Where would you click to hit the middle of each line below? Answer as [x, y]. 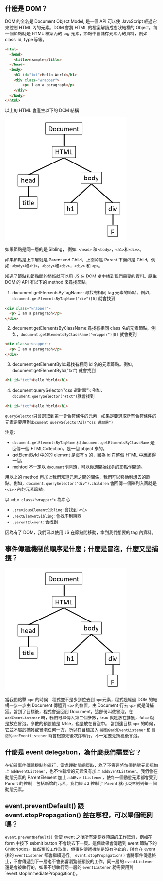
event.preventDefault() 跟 [44, 806]
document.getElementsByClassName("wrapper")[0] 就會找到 [79, 334]
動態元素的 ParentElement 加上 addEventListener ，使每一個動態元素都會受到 [81, 777]
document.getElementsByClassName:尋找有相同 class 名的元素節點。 [82, 328]
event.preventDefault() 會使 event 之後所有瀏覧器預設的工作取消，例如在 [79, 837]
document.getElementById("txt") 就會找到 [54, 371]
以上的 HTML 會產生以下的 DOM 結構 [42, 110]
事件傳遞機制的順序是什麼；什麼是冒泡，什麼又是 [78, 549]
